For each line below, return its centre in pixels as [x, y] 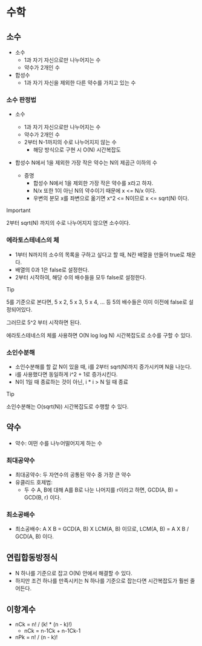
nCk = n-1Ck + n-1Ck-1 [52, 630]
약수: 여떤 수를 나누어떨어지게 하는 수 [59, 443]
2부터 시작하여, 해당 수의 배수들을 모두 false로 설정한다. [81, 277]
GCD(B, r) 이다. [43, 497]
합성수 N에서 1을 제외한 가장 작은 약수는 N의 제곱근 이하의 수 [86, 163]
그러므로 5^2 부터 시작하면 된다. [44, 322]
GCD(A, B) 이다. [34, 536]
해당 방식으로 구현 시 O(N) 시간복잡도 [77, 150]
